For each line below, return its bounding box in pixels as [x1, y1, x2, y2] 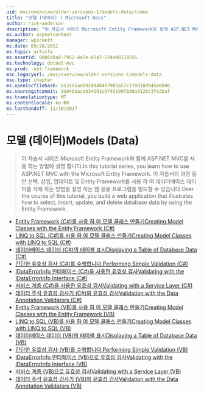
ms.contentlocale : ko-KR [6, 100, 69, 106]
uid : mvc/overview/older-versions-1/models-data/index [6, 9, 149, 15]
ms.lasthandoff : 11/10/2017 [6, 105, 78, 112]
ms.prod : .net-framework [6, 65, 69, 72]
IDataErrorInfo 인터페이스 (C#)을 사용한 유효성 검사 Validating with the [15, 268, 185, 275]
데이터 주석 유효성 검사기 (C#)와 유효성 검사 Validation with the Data [15, 289, 178, 297]
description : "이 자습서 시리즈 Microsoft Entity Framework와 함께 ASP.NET [6, 26, 190, 32]
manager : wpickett [6, 37, 53, 43]
